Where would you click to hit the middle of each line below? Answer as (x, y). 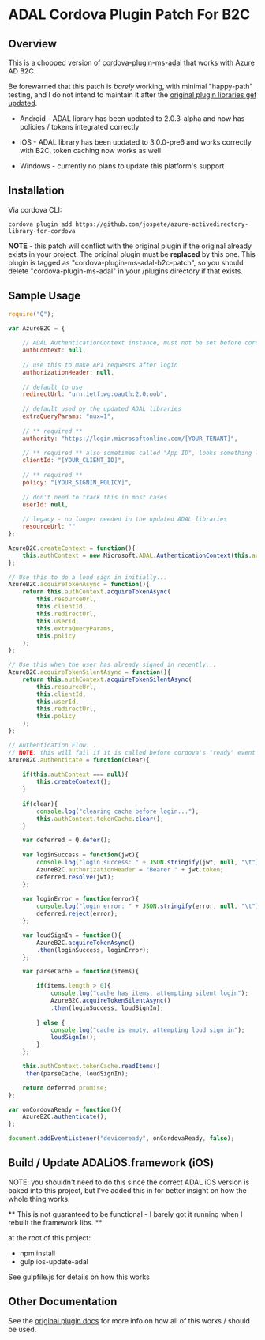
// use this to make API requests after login (100, 365)
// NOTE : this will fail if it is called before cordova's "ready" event (132, 752)
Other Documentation (63, 1302)
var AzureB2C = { (37, 328)
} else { (51, 1022)
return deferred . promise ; (65, 1088)
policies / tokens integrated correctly (79, 127)
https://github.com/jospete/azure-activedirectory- (162, 224)
